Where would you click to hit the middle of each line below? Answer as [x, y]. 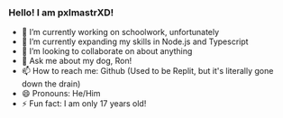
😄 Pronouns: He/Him [61, 94]
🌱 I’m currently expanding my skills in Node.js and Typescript [135, 41]
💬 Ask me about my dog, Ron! [77, 61]
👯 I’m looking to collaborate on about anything [107, 51]
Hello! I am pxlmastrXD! [61, 13]
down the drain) [51, 84]
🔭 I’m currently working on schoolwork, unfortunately [120, 32]
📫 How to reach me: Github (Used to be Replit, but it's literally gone [147, 71]
